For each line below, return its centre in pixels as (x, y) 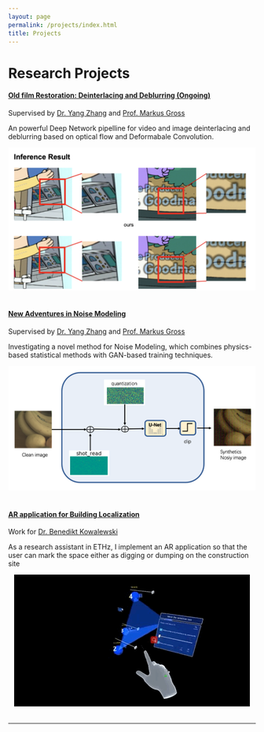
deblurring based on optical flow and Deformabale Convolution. (111, 136)
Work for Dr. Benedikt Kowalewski (63, 532)
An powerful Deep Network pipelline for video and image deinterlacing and (129, 128)
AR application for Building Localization (74, 514)
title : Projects (35, 33)
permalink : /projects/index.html (63, 25)
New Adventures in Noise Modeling (67, 314)
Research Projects (69, 73)
